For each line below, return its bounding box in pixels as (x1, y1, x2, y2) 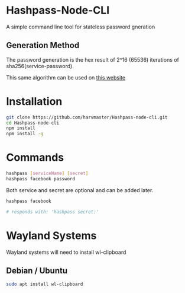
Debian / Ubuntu (6, 265, 68, 276)
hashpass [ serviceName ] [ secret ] (6, 170, 89, 177)
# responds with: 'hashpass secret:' (6, 209, 99, 215)
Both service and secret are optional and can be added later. (6, 186, 154, 193)
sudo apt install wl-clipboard (6, 281, 83, 288)
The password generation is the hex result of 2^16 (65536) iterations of (6, 56, 179, 63)
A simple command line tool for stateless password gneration (6, 23, 155, 30)
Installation (6, 94, 63, 108)
